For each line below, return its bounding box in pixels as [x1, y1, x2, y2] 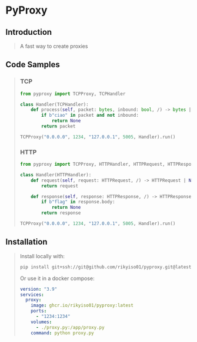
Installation [5, 237, 48, 247]
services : [19, 291, 45, 298]
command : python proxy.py [31, 330, 95, 336]
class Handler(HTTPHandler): [19, 172, 92, 177]
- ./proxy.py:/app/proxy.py [35, 324, 105, 330]
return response [41, 210, 81, 216]
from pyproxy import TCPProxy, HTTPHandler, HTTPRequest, [19, 162, 165, 167]
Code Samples [5, 60, 60, 70]
